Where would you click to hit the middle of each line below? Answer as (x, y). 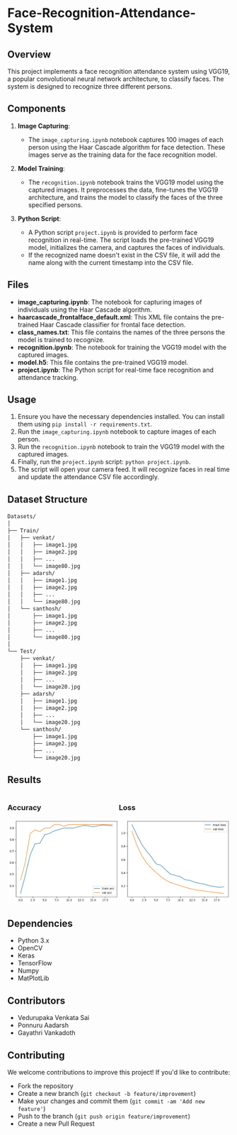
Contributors (36, 1000)
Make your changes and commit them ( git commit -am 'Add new (111, 1101)
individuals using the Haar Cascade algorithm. (85, 309)
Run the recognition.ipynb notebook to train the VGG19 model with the (121, 447)
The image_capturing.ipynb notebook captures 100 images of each (126, 139)
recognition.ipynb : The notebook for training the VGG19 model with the (122, 347)
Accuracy (24, 807)
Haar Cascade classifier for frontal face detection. (113, 324)
